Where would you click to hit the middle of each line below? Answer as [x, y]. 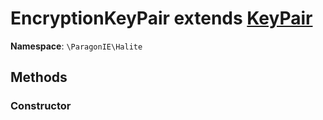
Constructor [41, 106]
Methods [39, 77]
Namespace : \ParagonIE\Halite [76, 46]
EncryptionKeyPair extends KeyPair [161, 18]
